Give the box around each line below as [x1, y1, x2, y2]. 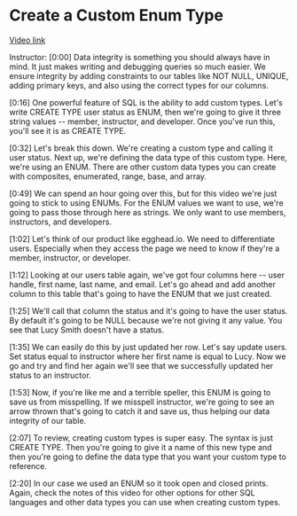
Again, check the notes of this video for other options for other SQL [9, 487, 255, 497]
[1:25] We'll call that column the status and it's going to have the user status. [9, 305, 288, 316]
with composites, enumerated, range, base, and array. [9, 170, 207, 182]
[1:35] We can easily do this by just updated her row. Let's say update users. [9, 341, 288, 352]
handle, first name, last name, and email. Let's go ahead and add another [9, 278, 277, 289]
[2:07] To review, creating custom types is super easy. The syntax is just [9, 432, 273, 443]
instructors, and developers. [9, 216, 113, 227]
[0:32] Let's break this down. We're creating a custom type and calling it [9, 143, 273, 153]
